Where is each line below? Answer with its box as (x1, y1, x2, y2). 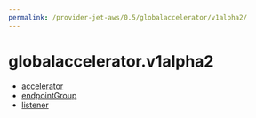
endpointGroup (20, 90, 77, 100)
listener (20, 99, 50, 110)
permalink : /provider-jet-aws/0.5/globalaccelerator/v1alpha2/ (8, 12, 248, 22)
